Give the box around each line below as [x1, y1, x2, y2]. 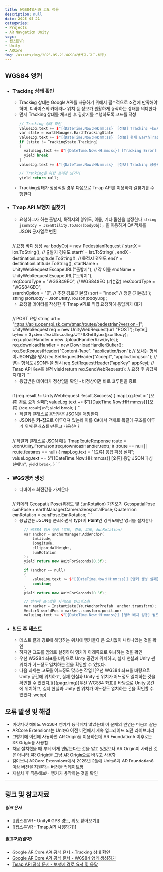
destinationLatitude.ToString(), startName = [12, 260, 99, 266]
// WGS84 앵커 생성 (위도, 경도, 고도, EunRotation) [23, 527, 123, 532]
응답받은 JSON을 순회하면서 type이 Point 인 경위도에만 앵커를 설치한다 [19, 518, 153, 523]
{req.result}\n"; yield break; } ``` [18, 405, 82, 410]
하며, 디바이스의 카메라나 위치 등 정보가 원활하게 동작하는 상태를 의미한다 [19, 106, 157, 111]
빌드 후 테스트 [12, 625, 42, 632]
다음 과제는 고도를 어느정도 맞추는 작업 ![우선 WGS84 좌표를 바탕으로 [19, 668, 150, 673]
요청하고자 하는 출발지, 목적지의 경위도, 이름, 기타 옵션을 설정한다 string [19, 216, 157, 222]
